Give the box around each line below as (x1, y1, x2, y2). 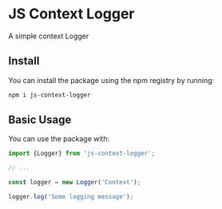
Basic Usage (8, 113, 72, 127)
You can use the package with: (8, 134, 110, 144)
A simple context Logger (8, 31, 89, 41)
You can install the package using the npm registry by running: (8, 75, 215, 85)
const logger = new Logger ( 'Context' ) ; (8, 179, 141, 187)
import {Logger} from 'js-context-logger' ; (8, 149, 156, 158)
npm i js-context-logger (8, 91, 91, 99)
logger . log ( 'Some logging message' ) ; (8, 193, 134, 201)
